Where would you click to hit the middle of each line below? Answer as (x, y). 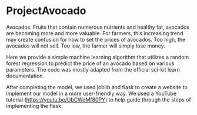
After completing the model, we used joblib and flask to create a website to (97, 87)
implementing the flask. (34, 106)
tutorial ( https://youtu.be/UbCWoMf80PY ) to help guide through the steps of (98, 99)
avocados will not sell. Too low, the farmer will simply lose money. (86, 46)
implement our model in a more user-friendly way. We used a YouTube (91, 93)
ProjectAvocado (46, 11)
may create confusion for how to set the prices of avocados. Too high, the (96, 39)
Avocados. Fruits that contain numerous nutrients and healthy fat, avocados (98, 27)
